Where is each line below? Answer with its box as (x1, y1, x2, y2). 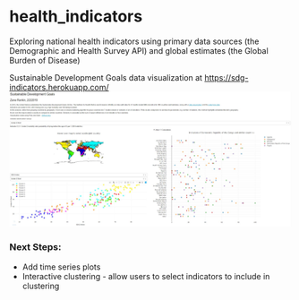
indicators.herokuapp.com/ (9, 81, 109, 92)
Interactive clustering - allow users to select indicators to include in (21, 270, 270, 281)
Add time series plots (21, 261, 101, 272)
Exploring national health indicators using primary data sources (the (9, 36, 260, 47)
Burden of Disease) (9, 55, 81, 65)
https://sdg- (204, 72, 249, 82)
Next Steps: (9, 241, 62, 253)
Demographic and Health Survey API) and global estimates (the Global (9, 45, 269, 56)
